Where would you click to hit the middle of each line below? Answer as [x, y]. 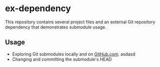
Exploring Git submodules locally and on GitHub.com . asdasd [74, 54]
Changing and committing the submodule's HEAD [62, 59]
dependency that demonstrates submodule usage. [56, 27]
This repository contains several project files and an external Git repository [80, 22]
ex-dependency [38, 8]
